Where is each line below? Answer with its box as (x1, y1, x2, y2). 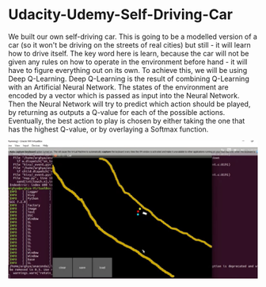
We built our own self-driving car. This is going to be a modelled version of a (8, 32, 257, 41)
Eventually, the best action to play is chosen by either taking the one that (8, 116, 245, 125)
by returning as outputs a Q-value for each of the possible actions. (8, 107, 226, 117)
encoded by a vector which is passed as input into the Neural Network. (8, 90, 240, 100)
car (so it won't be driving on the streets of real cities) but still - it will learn (8, 40, 251, 49)
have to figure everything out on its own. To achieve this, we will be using (8, 65, 248, 75)
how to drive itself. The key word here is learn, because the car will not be (8, 48, 249, 58)
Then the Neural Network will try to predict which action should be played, (8, 99, 251, 109)
